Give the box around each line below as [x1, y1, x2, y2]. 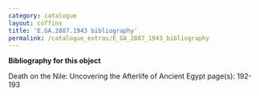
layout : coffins [8, 19, 63, 27]
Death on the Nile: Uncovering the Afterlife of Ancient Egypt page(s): [8, 71, 236, 81]
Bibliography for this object [8, 56, 102, 66]
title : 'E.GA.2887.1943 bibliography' [8, 26, 138, 34]
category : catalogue [8, 11, 78, 20]
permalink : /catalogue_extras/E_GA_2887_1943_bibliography [8, 34, 210, 42]
